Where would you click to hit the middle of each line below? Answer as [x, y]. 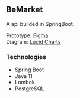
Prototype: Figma [27, 35]
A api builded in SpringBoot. [40, 24]
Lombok [25, 83]
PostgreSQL [29, 89]
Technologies [26, 57]
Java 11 [23, 76]
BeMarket [25, 10]
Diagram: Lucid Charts [33, 41]
